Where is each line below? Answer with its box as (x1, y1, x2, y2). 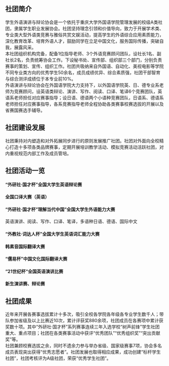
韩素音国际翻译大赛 (5, 243, 45, 249)
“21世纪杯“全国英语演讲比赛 (5, 268, 63, 274)
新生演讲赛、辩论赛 (5, 281, 45, 287)
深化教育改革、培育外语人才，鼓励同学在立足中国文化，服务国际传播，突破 (5, 38, 159, 44)
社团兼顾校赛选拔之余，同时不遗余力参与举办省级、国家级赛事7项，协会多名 (5, 343, 162, 349)
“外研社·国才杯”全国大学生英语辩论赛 (5, 181, 82, 187)
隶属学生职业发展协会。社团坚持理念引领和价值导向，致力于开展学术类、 (14, 25, 164, 31)
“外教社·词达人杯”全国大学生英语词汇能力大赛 (5, 231, 100, 237)
